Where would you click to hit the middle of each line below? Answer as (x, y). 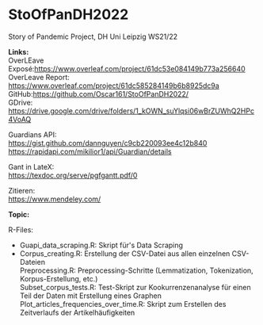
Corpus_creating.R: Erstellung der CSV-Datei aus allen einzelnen (125, 253)
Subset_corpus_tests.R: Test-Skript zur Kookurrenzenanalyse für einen (135, 287)
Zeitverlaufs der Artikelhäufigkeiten (77, 312)
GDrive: (21, 102)
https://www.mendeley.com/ (55, 199)
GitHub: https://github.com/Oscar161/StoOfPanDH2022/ (98, 94)
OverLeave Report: (39, 77)
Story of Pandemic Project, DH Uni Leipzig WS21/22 (93, 36)
